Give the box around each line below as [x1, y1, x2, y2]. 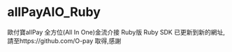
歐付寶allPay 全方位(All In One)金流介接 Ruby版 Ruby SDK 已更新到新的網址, [7, 28, 225, 36]
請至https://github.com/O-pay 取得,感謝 [7, 36, 122, 45]
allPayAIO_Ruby [7, 4, 101, 20]
